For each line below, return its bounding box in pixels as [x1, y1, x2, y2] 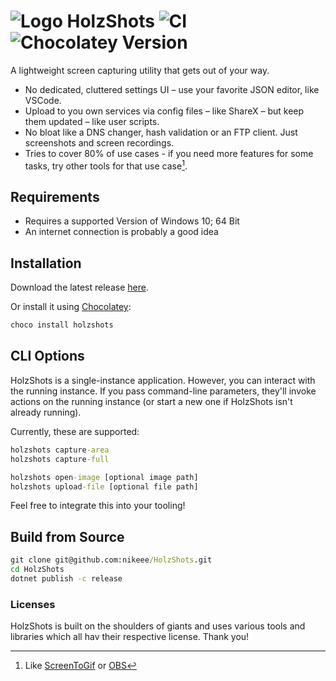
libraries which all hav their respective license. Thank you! [10, 631, 250, 643]
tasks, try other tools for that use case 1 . [24, 158, 188, 172]
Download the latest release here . [10, 281, 149, 294]
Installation [10, 255, 82, 272]
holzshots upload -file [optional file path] [10, 481, 199, 492]
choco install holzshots [10, 320, 114, 330]
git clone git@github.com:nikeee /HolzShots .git [10, 555, 213, 565]
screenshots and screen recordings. [24, 136, 175, 149]
